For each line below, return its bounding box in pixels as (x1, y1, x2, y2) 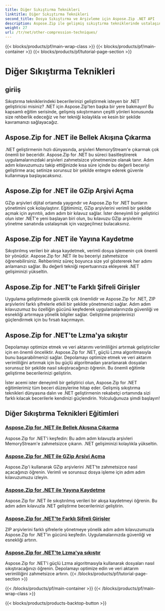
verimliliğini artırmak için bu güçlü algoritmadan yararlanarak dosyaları (5, 360, 147, 366)
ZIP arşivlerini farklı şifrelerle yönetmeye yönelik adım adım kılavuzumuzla (5, 526, 155, 532)
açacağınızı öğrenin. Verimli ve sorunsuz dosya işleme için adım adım (5, 469, 145, 475)
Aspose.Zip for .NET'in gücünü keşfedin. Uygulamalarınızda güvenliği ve (5, 531, 151, 537)
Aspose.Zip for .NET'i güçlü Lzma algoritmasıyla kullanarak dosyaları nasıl (5, 560, 155, 566)
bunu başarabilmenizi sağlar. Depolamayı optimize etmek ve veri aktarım (5, 354, 152, 361)
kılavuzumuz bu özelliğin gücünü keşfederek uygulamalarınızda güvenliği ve (5, 306, 159, 312)
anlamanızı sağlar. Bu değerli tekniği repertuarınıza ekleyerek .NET (5, 264, 139, 269)
